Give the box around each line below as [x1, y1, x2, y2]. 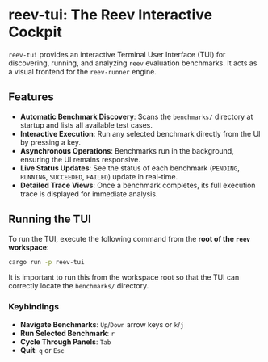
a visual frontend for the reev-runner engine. [8, 66, 157, 76]
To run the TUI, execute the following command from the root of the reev [8, 234, 250, 243]
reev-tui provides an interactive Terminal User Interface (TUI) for [8, 49, 226, 59]
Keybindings [8, 301, 59, 313]
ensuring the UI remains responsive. [19, 154, 141, 164]
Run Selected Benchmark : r [19, 328, 115, 338]
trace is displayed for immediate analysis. [19, 188, 158, 199]
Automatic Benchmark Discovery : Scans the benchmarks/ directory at [19, 112, 253, 121]
